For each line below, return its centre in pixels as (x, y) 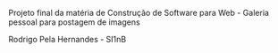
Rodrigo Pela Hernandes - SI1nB (67, 39)
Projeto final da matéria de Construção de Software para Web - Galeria (139, 13)
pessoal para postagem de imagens (74, 22)
